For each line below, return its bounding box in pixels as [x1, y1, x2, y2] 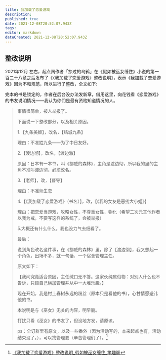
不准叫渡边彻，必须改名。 [21, 167, 74, 173]
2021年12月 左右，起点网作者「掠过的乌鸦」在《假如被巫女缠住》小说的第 [5, 68, 155, 74]
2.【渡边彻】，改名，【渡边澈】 [17, 150, 78, 156]
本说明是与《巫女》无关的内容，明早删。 [17, 307, 100, 313]
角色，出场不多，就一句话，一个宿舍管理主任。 [21, 253, 117, 259]
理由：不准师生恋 [17, 187, 52, 193]
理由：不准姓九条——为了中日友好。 [17, 139, 91, 145]
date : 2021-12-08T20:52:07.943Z [5, 21, 72, 26]
